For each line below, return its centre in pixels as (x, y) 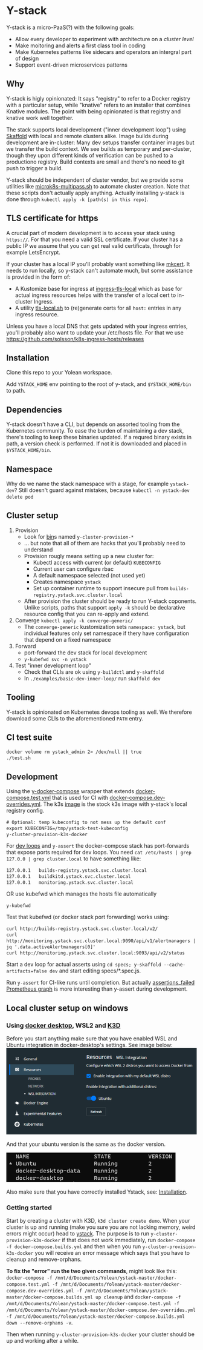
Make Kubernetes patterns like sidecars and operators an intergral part (103, 52)
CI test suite (29, 738)
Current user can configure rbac (73, 569)
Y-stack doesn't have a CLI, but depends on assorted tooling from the (93, 424)
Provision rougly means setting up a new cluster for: (89, 556)
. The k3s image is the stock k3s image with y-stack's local (114, 804)
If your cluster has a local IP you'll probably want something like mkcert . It (98, 264)
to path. (16, 391)
